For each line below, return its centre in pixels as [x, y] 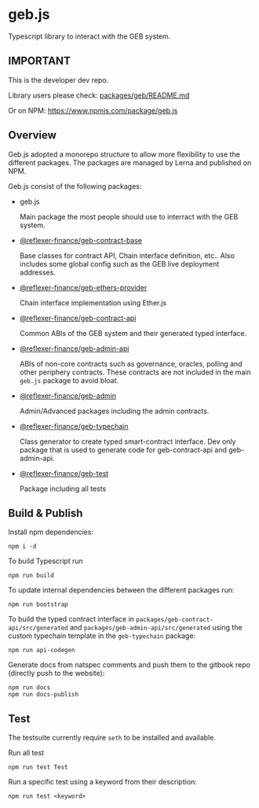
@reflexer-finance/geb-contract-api [78, 318]
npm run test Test [38, 767]
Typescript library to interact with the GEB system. [89, 36]
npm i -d [22, 547]
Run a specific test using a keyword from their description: [103, 782]
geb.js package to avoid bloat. [69, 380]
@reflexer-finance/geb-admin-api [74, 349]
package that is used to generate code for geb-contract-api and [123, 449]
